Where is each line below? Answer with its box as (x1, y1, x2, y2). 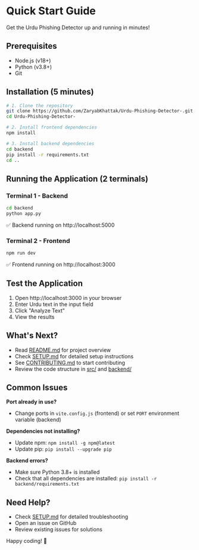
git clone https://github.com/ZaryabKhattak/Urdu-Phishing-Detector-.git (6, 108, 194, 114)
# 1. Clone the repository (6, 102, 73, 108)
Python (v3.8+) (14, 63, 52, 70)
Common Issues (6, 383, 68, 393)
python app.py (6, 211, 42, 217)
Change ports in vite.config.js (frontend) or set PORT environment (14, 410, 180, 417)
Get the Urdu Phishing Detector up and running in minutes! (6, 24, 150, 31)
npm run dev (6, 250, 36, 257)
